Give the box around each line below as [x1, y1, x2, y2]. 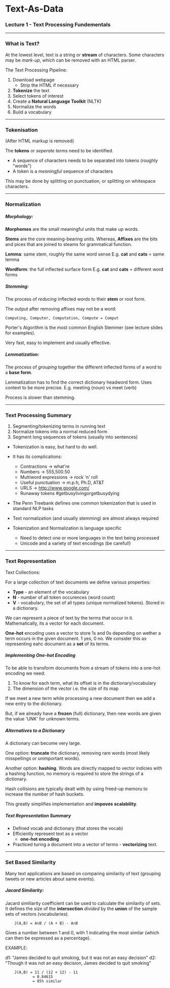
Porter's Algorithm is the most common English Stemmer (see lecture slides [5, 324, 163, 331]
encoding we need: [5, 670, 46, 676]
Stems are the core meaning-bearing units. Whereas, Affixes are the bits [5, 236, 158, 242]
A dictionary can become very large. [5, 740, 81, 747]
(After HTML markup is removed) [5, 138, 74, 144]
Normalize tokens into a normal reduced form [12, 429, 108, 435]
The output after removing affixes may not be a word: [5, 306, 116, 312]
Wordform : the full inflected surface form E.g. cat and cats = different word [5, 266, 163, 272]
